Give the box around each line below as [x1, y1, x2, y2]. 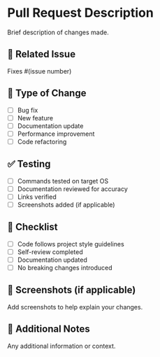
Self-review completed [17, 247, 83, 256]
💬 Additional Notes [7, 323, 90, 335]
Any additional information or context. [7, 342, 116, 350]
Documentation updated [17, 255, 87, 264]
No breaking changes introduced [17, 263, 113, 272]
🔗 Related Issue [7, 48, 75, 60]
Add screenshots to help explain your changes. [7, 302, 143, 311]
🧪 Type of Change [7, 87, 87, 99]
